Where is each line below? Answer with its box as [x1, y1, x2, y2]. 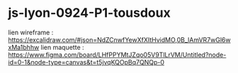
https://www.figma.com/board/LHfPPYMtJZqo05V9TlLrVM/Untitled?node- [8, 51, 227, 59]
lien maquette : [40, 43, 84, 51]
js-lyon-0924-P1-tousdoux [8, 5, 171, 21]
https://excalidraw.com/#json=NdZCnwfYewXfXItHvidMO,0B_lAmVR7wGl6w [8, 35, 231, 44]
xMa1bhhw [8, 43, 40, 51]
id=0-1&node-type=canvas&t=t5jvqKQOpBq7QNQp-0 [8, 58, 165, 66]
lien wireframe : [8, 28, 54, 36]
